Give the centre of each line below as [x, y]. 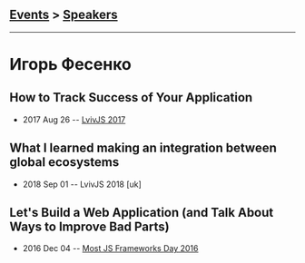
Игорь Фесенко [70, 64]
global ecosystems [64, 162]
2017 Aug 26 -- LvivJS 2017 [74, 119]
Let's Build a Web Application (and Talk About [142, 213]
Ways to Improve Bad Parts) [89, 227]
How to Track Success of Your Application [131, 97]
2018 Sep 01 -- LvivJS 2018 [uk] [82, 184]
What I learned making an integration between [143, 148]
